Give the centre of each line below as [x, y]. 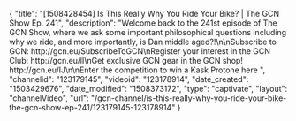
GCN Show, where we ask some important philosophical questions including [148, 32]
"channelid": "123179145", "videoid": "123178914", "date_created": [129, 79]
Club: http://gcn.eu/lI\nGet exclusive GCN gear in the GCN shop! [126, 60]
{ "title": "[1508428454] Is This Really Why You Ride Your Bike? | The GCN [144, 14]
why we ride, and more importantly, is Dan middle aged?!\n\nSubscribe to [143, 42]
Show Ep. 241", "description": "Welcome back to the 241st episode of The [143, 23]
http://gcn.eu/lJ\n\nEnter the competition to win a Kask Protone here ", [137, 70]
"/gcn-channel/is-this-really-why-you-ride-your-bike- [189, 98]
